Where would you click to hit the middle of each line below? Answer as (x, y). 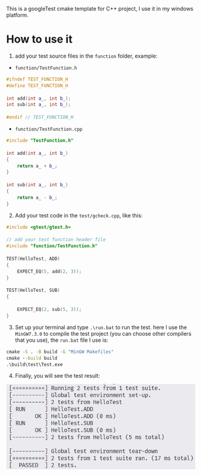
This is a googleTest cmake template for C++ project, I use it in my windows (100, 9)
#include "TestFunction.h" (40, 141)
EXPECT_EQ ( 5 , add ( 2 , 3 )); (49, 271)
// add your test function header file (56, 240)
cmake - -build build (32, 358)
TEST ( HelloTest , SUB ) (33, 291)
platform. (17, 15)
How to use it (40, 39)
